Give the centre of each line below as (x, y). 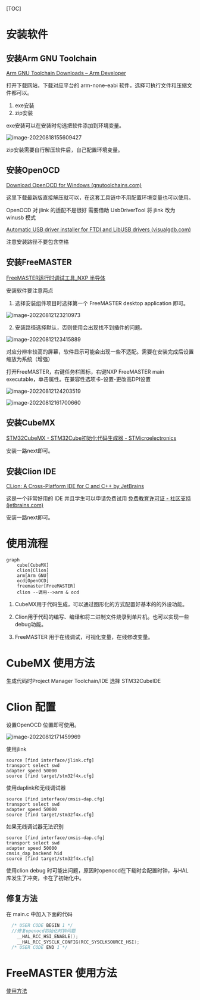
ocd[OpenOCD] (33, 581)
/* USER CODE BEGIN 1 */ (42, 925)
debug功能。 (30, 625)
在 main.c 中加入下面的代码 (39, 914)
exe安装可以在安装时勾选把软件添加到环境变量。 (65, 125)
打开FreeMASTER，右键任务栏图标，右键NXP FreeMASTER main (85, 371)
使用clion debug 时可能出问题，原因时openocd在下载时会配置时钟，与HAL (97, 871)
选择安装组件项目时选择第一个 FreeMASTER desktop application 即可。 (102, 303)
